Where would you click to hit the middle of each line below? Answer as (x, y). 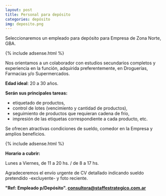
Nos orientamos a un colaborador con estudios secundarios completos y (80, 63)
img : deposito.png (24, 24)
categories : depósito (28, 19)
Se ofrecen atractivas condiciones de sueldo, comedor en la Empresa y (79, 129)
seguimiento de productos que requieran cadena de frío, (71, 114)
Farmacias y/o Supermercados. (38, 74)
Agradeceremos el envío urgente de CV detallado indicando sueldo (74, 173)
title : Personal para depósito (38, 15)
